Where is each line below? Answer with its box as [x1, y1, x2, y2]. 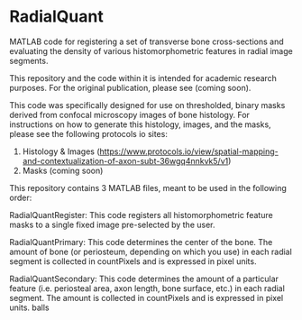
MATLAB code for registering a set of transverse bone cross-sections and [9, 36, 284, 47]
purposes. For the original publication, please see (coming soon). [9, 82, 252, 93]
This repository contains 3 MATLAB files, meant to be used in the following [9, 182, 287, 193]
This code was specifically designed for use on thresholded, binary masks [9, 99, 286, 110]
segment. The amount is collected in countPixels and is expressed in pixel [9, 292, 284, 303]
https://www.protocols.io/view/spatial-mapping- [99, 146, 279, 157]
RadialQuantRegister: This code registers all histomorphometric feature [9, 209, 273, 220]
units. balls [9, 302, 50, 313]
